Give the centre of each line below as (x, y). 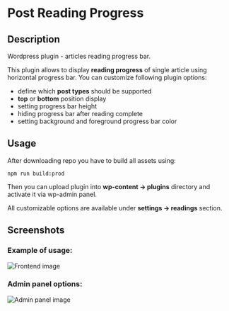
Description (34, 39)
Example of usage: (40, 251)
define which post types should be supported (84, 91)
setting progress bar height (57, 106)
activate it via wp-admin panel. (52, 194)
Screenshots (36, 231)
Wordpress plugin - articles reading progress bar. (79, 56)
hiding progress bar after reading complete (80, 114)
